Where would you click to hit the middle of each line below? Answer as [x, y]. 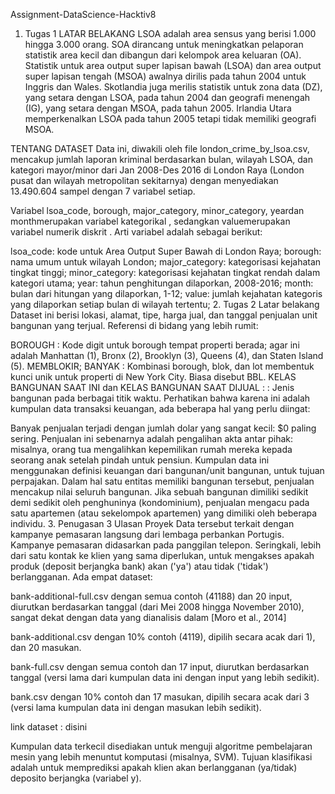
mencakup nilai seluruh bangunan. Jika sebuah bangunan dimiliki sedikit [159, 492]
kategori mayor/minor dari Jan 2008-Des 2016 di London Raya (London [157, 170]
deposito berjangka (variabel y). [76, 778]
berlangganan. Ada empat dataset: [81, 577]
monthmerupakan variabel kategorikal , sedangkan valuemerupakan [150, 221]
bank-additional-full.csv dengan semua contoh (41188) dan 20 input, [151, 596]
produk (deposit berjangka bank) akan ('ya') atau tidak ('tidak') [139, 566]
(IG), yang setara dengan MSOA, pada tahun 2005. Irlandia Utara [158, 108]
